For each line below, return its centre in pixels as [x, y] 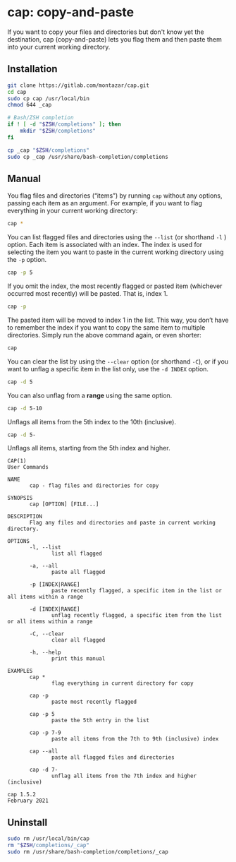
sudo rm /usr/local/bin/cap [49, 839]
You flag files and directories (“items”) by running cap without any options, [115, 196]
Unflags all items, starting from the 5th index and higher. [89, 448]
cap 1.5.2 [22, 795]
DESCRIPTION [25, 517]
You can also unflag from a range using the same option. [90, 395]
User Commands [28, 467]
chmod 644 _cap [30, 105]
